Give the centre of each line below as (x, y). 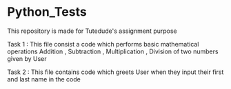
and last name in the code (44, 79)
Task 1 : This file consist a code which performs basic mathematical (103, 44)
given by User (27, 58)
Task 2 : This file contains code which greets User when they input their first (115, 72)
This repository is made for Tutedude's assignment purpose (92, 31)
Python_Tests (47, 12)
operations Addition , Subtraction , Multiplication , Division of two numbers (113, 51)
